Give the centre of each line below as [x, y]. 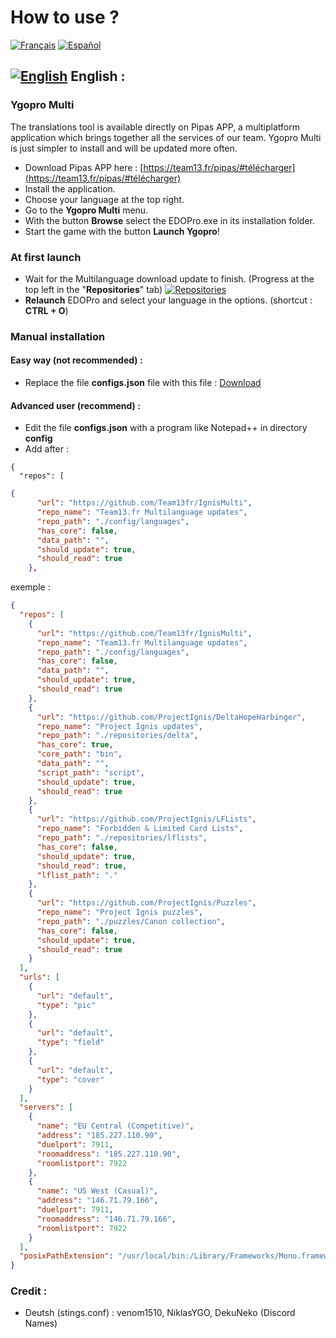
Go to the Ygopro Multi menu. [86, 210]
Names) [41, 1323]
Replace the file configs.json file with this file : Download [143, 383]
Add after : [46, 449]
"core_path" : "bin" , [79, 754]
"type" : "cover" [70, 1079]
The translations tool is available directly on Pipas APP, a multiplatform [155, 127]
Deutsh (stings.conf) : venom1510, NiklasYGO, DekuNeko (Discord [160, 1313]
